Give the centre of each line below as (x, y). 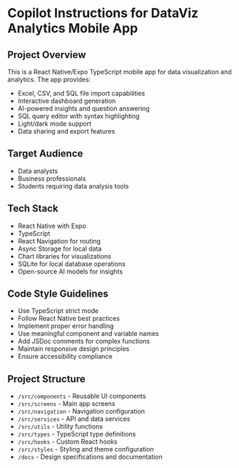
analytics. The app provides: (49, 79)
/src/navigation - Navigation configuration (81, 412)
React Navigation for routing (59, 241)
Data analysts (38, 171)
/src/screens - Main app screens (66, 404)
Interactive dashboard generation (67, 101)
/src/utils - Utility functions (60, 427)
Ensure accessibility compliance (65, 357)
